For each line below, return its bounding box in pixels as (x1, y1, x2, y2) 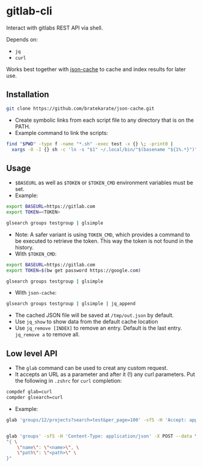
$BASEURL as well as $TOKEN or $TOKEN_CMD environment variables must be (14, 179, 194, 186)
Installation (6, 89, 49, 100)
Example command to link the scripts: (14, 129, 108, 136)
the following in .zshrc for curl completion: (14, 377, 122, 384)
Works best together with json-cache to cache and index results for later (6, 65, 186, 73)
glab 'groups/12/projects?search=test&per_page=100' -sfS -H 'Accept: (6, 417, 187, 423)
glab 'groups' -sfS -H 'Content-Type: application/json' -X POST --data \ (6, 433, 198, 439)
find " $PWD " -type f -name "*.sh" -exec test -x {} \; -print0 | (6, 140, 174, 147)
